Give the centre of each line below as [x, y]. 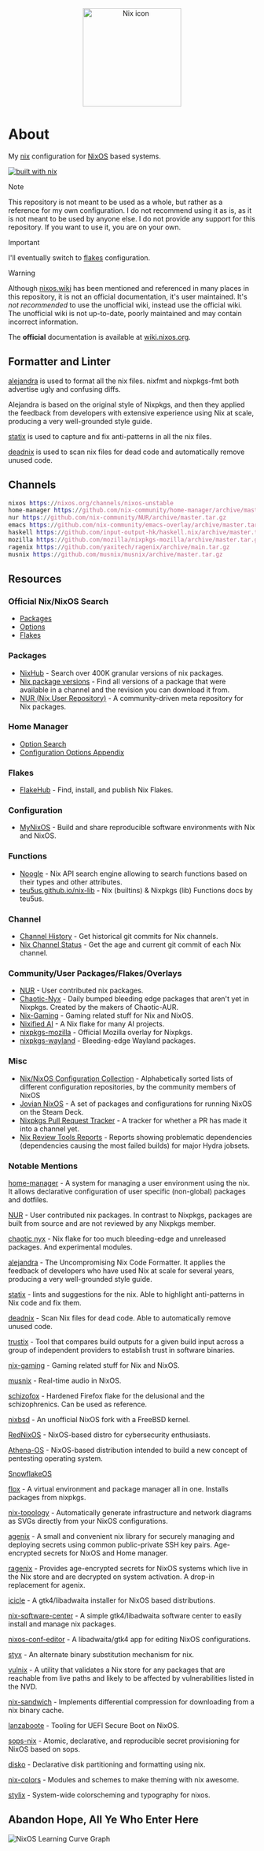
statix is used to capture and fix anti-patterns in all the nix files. [110, 436]
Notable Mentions [43, 1166]
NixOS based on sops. [44, 1749]
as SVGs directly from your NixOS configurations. [88, 1521]
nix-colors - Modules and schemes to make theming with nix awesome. [124, 1779]
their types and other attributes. [71, 881]
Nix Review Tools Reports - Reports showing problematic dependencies [136, 1137]
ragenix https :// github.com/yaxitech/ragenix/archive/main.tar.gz [119, 547]
